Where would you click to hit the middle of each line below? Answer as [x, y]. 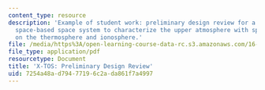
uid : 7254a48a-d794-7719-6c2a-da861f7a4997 [81, 74]
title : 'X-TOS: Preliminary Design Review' [81, 67]
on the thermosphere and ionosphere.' [79, 37]
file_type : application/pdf [54, 52]
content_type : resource [47, 15]
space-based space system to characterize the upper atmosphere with [132, 30]
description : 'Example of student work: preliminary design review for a [132, 23]
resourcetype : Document [47, 59]
